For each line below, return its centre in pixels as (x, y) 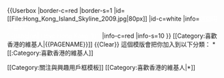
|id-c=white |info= (174, 18)
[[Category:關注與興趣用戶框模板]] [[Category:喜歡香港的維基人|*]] (101, 67)
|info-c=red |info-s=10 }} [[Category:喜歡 (159, 36)
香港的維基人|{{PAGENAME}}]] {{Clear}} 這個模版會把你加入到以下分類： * (111, 44)
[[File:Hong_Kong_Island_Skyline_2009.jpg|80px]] (78, 18)
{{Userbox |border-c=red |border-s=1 (60, 11)
